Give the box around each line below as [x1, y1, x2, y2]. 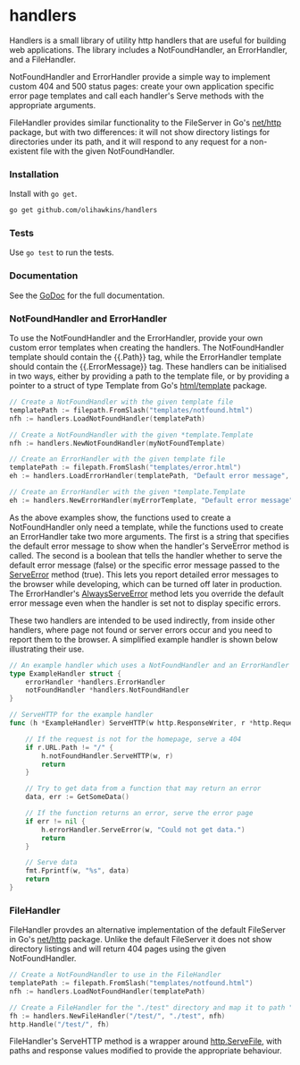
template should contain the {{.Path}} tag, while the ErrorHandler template [9, 352, 282, 362]
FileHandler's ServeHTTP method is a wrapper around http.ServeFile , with [9, 1035, 282, 1047]
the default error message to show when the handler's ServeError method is [9, 541, 290, 551]
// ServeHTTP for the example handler [9, 711, 154, 720]
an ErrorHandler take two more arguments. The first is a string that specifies [9, 531, 290, 541]
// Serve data [25, 858, 78, 867]
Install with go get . [9, 189, 78, 200]
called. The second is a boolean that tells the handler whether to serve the [9, 550, 283, 560]
